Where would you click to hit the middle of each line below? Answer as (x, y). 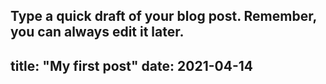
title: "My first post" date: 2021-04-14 (131, 65)
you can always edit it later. (97, 32)
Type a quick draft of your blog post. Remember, (163, 16)
